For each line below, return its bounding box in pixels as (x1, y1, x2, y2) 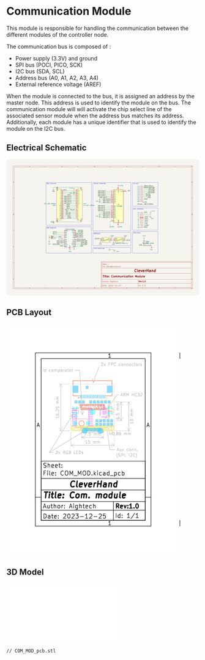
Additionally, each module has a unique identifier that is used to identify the (6, 118, 197, 126)
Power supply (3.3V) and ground (15, 54, 98, 62)
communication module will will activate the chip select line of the (6, 105, 173, 112)
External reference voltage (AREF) (15, 81, 102, 88)
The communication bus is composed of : (6, 43, 111, 50)
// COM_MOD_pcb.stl (6, 648, 56, 654)
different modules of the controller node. (6, 31, 109, 38)
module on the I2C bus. (6, 125, 65, 132)
